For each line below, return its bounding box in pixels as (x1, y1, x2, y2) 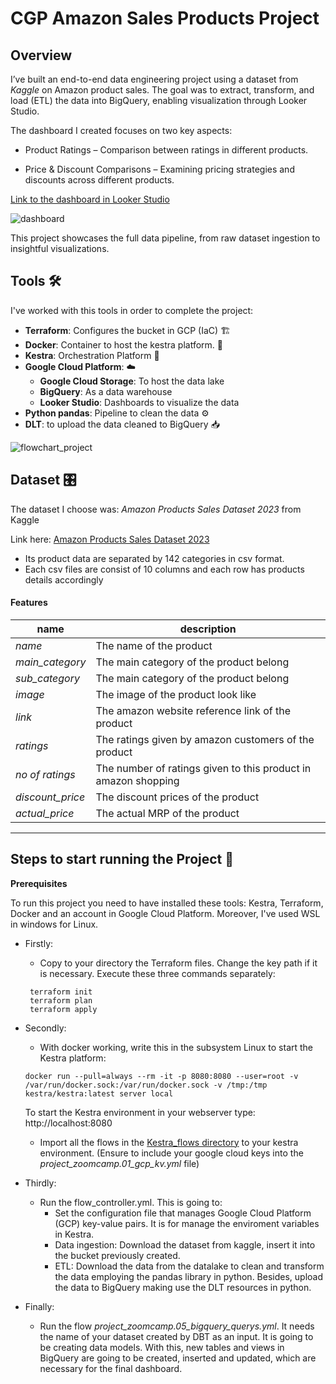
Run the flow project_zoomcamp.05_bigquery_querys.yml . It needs (39, 1320, 315, 1332)
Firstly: (24, 937, 54, 949)
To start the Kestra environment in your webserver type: (24, 1106, 256, 1118)
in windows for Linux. (10, 918, 99, 930)
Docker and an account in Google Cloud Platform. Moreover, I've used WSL (10, 907, 321, 919)
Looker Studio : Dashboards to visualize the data (39, 396, 240, 408)
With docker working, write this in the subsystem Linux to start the (39, 1041, 314, 1053)
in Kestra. (54, 1228, 95, 1240)
